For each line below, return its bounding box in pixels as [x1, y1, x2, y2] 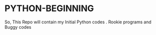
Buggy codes [4, 24, 31, 30]
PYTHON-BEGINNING [4, 3, 94, 14]
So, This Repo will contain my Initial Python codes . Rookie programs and [4, 19, 152, 25]
